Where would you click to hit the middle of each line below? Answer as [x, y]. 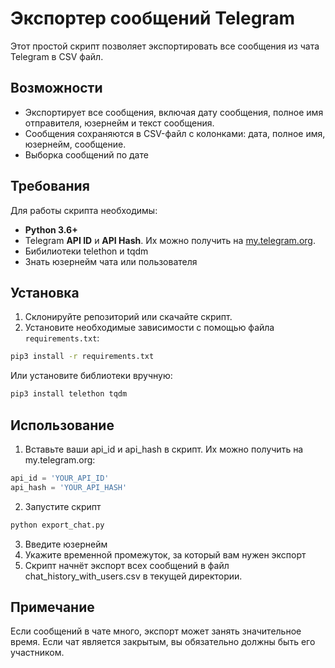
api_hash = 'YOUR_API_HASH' [69, 487]
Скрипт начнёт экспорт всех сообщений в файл [127, 565]
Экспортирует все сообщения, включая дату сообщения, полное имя [174, 112]
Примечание [52, 607]
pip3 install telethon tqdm [69, 394]
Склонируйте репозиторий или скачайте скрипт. [128, 317]
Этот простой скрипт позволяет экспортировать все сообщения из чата [165, 46]
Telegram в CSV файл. [57, 56]
